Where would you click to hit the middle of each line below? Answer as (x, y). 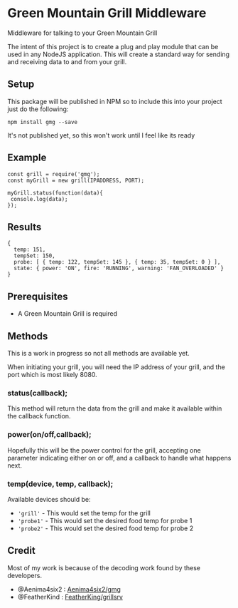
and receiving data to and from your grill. (67, 61)
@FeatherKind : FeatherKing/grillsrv (70, 597)
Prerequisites (38, 296)
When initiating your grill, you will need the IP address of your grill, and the (116, 367)
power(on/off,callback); (49, 435)
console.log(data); (39, 199)
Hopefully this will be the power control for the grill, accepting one (104, 450)
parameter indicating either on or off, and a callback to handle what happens (119, 458)
